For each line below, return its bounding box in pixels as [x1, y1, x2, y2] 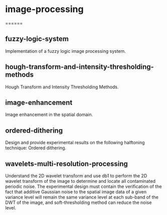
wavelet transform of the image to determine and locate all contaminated [5, 178, 156, 184]
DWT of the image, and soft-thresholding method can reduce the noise [5, 199, 152, 205]
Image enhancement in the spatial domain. [5, 112, 93, 118]
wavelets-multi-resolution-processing [5, 159, 128, 168]
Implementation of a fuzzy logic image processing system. [5, 48, 126, 54]
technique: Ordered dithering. [5, 145, 67, 151]
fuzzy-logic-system [5, 35, 69, 43]
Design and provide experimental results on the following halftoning [5, 140, 145, 146]
